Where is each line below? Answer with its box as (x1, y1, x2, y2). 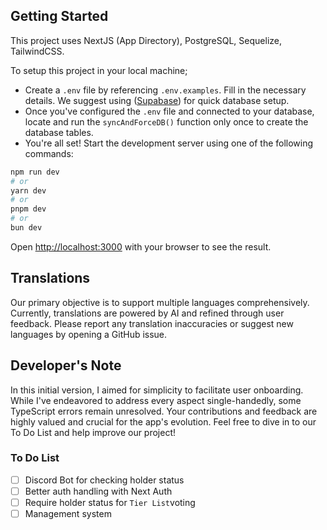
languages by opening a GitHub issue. (10, 328, 168, 340)
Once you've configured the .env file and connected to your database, (24, 105, 315, 117)
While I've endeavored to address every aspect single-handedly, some (10, 394, 302, 406)
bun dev (10, 223, 43, 233)
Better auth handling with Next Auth (24, 485, 173, 497)
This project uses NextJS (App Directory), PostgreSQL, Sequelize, (10, 34, 282, 46)
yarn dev (10, 185, 47, 196)
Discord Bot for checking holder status (24, 474, 185, 486)
